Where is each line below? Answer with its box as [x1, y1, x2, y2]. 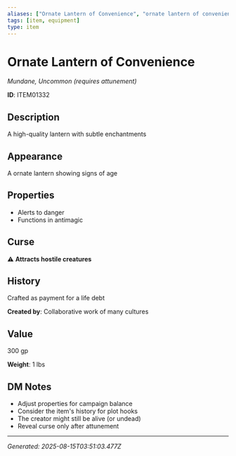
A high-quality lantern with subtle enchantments [7, 130, 147, 138]
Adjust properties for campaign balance [17, 400, 133, 407]
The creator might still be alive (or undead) [17, 414, 142, 423]
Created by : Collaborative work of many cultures [7, 307, 149, 316]
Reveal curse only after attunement [17, 422, 119, 430]
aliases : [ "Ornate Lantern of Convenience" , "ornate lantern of [7, 10, 199, 18]
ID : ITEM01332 [7, 91, 51, 99]
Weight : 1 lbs [7, 360, 46, 369]
